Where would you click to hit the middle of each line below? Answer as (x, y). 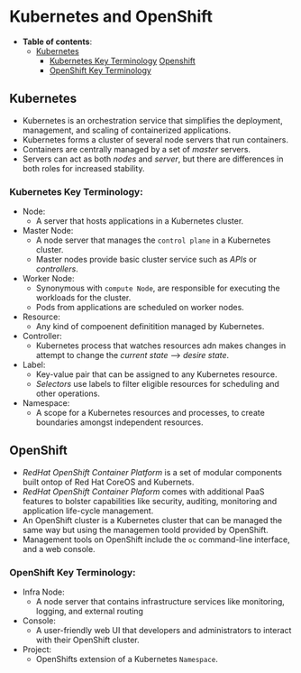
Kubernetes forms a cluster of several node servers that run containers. (155, 139)
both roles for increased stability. (83, 168)
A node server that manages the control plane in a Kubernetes (153, 240)
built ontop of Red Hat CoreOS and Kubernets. (108, 482)
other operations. (68, 393)
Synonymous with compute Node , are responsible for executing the (158, 288)
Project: (37, 650)
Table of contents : (57, 41)
